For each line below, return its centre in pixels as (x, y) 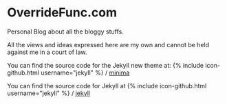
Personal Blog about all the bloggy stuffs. (65, 31)
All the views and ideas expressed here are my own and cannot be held (108, 44)
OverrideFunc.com (62, 13)
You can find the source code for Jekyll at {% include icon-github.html (107, 86)
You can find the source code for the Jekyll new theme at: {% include (106, 65)
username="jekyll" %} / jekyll (49, 93)
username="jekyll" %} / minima (85, 73)
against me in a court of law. (47, 52)
